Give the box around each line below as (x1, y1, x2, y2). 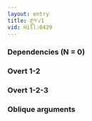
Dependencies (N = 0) (7, 47, 86, 57)
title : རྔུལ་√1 (7, 17, 45, 24)
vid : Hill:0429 (7, 23, 53, 31)
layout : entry (7, 10, 50, 18)
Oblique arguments (7, 105, 76, 115)
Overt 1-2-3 (7, 85, 48, 95)
